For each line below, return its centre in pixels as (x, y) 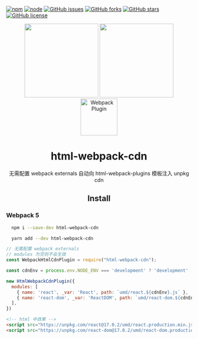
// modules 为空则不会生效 (36, 255)
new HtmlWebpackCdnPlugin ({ (41, 281)
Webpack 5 (23, 216)
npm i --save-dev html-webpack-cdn (55, 227)
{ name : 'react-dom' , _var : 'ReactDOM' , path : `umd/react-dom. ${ (99, 298)
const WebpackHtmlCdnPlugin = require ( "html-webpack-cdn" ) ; (82, 260)
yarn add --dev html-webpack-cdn (52, 238)
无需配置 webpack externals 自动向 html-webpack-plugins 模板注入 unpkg (99, 173)
